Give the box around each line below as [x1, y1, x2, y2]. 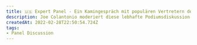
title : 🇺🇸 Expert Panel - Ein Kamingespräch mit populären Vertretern [6, 8, 185, 15]
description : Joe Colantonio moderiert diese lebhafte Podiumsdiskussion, [6, 14, 193, 20]
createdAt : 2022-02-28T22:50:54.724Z [6, 19, 98, 25]
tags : [6, 25, 19, 31]
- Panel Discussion [6, 30, 54, 36]
